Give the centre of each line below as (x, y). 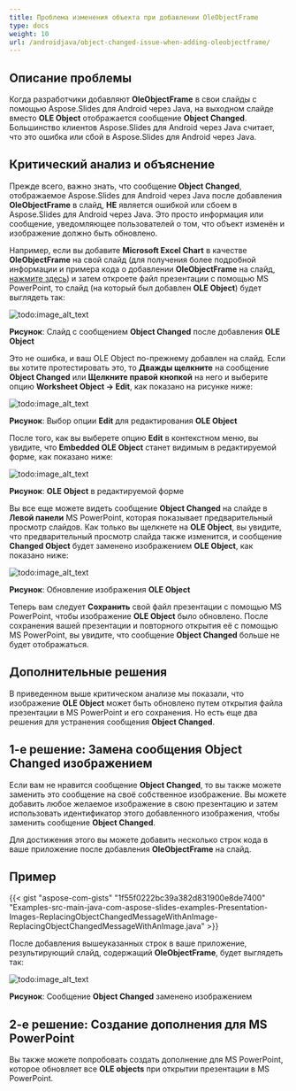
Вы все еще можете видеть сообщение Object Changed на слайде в (138, 508)
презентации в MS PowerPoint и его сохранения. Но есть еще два (133, 712)
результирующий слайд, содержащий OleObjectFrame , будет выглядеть (146, 953)
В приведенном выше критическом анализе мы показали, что (127, 693)
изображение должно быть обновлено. (83, 233)
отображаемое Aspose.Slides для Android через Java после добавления (146, 195)
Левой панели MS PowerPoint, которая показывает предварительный (141, 517)
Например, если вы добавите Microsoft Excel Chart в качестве (128, 250)
